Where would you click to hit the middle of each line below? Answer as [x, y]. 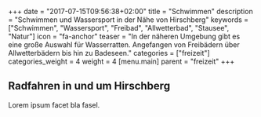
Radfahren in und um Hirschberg [89, 86]
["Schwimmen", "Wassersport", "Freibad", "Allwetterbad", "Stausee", [119, 28]
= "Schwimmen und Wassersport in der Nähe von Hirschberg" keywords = [129, 20]
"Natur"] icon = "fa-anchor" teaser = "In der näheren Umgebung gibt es [124, 36]
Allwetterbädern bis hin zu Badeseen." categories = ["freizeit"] [109, 53]
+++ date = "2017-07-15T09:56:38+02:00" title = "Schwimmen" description [130, 11]
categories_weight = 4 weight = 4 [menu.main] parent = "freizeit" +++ [121, 61]
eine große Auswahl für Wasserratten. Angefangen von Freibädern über [124, 45]
